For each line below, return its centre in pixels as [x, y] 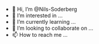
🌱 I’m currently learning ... [44, 22]
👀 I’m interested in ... [37, 15]
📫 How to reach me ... [40, 35]
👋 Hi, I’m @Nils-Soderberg [44, 9]
